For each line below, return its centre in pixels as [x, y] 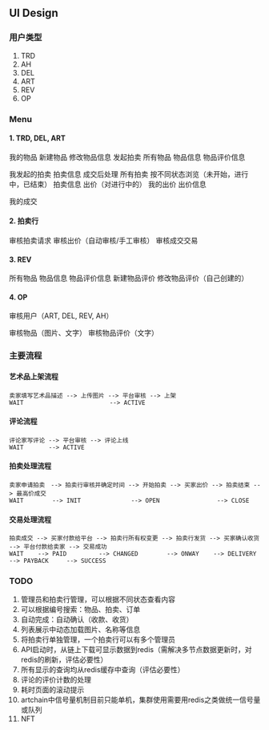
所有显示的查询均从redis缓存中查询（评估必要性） [102, 670]
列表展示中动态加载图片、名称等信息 [80, 630]
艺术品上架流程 [34, 376]
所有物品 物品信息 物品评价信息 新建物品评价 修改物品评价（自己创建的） [129, 278]
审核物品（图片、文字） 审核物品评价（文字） [84, 333]
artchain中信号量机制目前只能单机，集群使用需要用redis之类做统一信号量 [141, 700]
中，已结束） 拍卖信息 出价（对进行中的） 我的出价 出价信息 [108, 184]
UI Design [34, 13]
